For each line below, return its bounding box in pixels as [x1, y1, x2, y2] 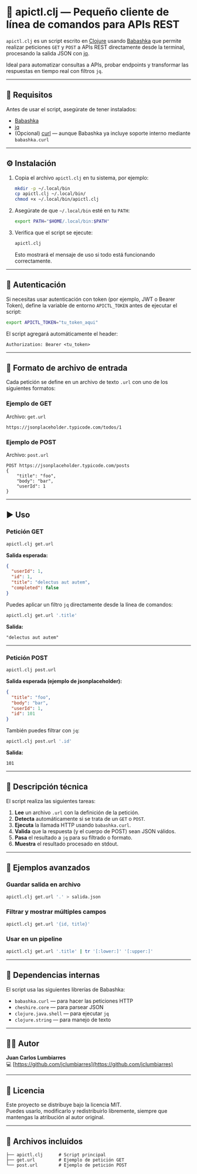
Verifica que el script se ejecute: [14, 229, 93, 236]
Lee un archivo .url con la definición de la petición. [14, 809, 140, 816]
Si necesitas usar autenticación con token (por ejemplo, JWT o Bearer [6, 296, 175, 303]
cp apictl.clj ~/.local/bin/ [14, 191, 86, 197]
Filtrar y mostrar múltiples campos [6, 908, 107, 916]
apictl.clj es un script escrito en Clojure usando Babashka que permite [6, 37, 182, 44]
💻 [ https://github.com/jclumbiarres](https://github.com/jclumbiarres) [6, 1061, 174, 1068]
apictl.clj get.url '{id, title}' [6, 921, 91, 927]
